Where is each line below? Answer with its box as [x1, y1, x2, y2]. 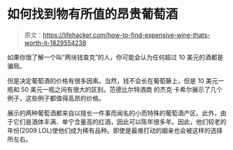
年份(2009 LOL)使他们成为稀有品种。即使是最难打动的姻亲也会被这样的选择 [7, 126, 223, 135]
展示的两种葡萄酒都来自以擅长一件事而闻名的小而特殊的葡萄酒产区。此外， [7, 109, 220, 117]
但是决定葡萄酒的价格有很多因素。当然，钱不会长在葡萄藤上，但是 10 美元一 [7, 76, 225, 84]
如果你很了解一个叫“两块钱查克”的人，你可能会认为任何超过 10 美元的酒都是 [7, 53, 224, 61]
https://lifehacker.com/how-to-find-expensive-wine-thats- [42, 31, 211, 39]
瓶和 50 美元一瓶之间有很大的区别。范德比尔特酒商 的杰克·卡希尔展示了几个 [7, 85, 223, 93]
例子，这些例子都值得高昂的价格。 [7, 93, 105, 102]
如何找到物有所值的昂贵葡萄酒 [7, 6, 179, 22]
